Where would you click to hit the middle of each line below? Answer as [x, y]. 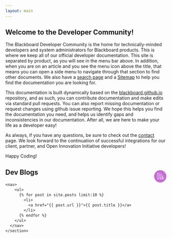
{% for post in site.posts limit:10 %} [61, 195]
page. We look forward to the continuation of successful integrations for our [85, 141]
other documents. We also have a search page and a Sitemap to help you [82, 77]
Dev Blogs [22, 172]
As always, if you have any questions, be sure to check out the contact [80, 135]
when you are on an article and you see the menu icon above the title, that [83, 66]
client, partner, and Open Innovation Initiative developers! [66, 146]
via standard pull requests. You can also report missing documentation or [82, 104]
